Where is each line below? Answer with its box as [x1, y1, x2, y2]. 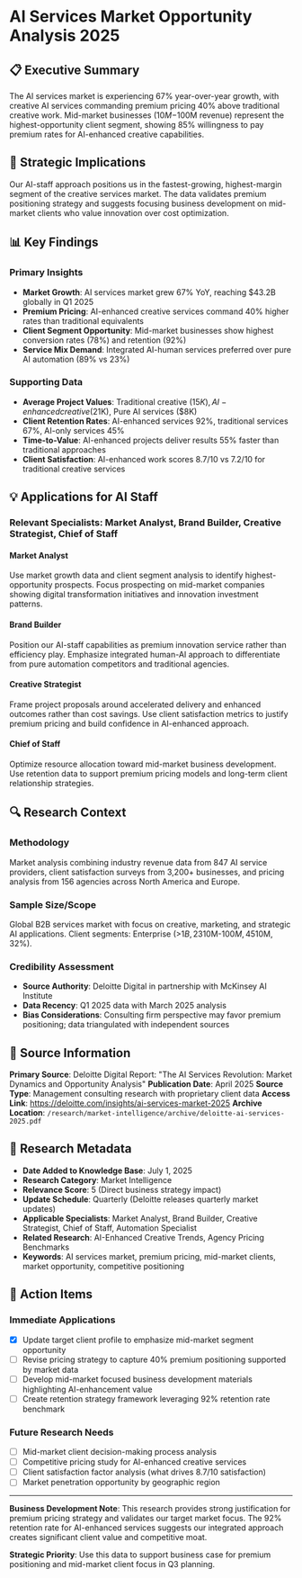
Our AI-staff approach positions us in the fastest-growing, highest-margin [9, 178, 282, 190]
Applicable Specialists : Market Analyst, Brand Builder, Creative [22, 1213, 258, 1224]
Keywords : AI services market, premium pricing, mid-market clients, [22, 1251, 276, 1261]
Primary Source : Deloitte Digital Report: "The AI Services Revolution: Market [9, 1069, 293, 1080]
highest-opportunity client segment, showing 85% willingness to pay [9, 120, 264, 130]
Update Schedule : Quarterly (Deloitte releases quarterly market [22, 1194, 259, 1205]
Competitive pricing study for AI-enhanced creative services [22, 1457, 247, 1467]
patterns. [9, 598, 43, 609]
